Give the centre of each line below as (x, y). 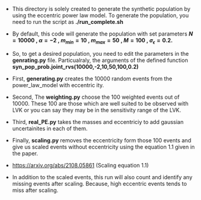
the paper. (25, 153)
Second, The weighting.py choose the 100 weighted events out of (96, 97)
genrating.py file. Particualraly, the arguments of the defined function (100, 60)
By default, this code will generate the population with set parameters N (103, 34)
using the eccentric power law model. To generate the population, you (100, 15)
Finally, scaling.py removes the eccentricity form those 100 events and (101, 140)
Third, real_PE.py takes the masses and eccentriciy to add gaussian (98, 121)
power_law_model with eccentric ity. (58, 85)
